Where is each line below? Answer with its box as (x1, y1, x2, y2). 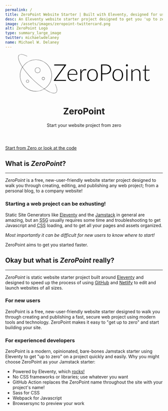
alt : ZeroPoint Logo (5, 26, 48, 31)
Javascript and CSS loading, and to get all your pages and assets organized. (5, 222, 162, 228)
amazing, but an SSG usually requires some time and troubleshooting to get (5, 217, 161, 223)
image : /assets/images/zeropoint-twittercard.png (5, 21, 111, 26)
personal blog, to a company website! (5, 188, 83, 194)
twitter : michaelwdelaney (5, 35, 59, 40)
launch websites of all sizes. (5, 285, 63, 291)
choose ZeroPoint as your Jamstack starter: (5, 359, 95, 365)
